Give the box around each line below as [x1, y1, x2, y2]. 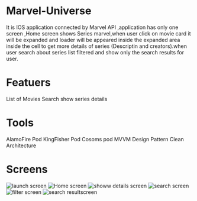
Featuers [6, 76, 51, 89]
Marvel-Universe [6, 4, 92, 18]
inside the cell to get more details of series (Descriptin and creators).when [6, 43, 188, 50]
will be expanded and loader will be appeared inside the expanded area [6, 36, 180, 43]
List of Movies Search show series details [6, 95, 108, 102]
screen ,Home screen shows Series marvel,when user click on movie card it [6, 30, 191, 37]
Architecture [6, 142, 37, 149]
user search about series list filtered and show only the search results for [6, 48, 185, 56]
